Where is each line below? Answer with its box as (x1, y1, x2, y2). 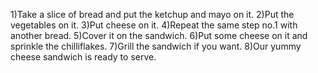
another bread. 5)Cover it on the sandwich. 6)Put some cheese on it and (10, 30, 308, 41)
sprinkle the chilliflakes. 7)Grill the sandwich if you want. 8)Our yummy (10, 40, 302, 52)
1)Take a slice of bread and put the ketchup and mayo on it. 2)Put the (10, 9, 295, 20)
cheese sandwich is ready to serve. (10, 51, 157, 63)
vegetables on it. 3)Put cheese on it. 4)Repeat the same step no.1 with (10, 19, 298, 31)
